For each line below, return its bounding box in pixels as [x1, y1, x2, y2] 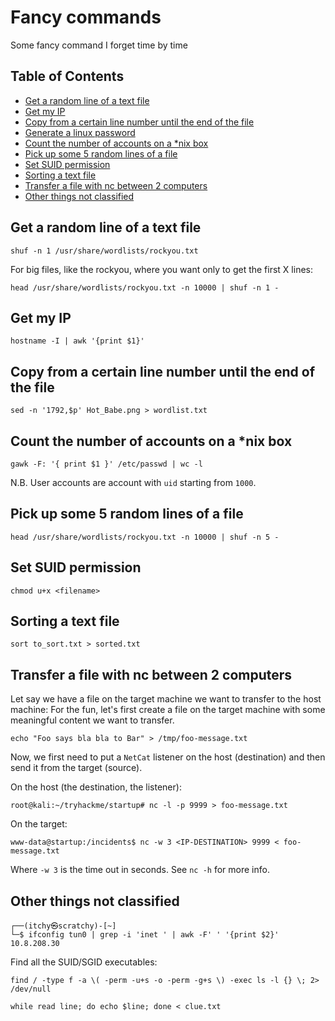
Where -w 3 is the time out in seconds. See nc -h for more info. [10, 864, 270, 876]
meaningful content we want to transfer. [10, 714, 175, 726]
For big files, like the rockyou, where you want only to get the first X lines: [10, 263, 313, 275]
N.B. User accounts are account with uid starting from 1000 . [10, 477, 257, 488]
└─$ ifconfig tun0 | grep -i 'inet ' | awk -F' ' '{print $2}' [10, 930, 280, 940]
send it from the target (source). [10, 762, 143, 774]
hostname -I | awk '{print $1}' [10, 336, 145, 346]
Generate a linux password [24, 126, 136, 138]
